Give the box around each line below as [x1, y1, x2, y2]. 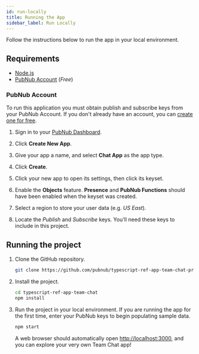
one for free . [6, 117, 37, 124]
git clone [14, 267, 40, 273]
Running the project [6, 240, 82, 250]
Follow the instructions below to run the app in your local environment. [6, 36, 179, 44]
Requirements [6, 53, 60, 63]
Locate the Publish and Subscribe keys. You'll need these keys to [14, 216, 175, 223]
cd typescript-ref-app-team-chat [14, 289, 98, 296]
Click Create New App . [14, 140, 72, 147]
